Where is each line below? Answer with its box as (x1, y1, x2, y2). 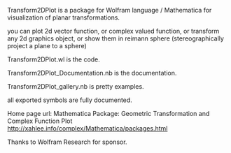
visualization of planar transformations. (7, 13, 120, 22)
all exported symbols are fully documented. (7, 96, 133, 104)
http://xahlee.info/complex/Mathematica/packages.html (7, 124, 168, 132)
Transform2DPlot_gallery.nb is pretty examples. (7, 82, 145, 90)
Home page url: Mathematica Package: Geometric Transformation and (7, 110, 210, 117)
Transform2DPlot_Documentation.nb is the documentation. (7, 69, 177, 77)
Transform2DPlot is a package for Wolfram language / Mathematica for (7, 6, 212, 14)
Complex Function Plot (7, 117, 73, 125)
